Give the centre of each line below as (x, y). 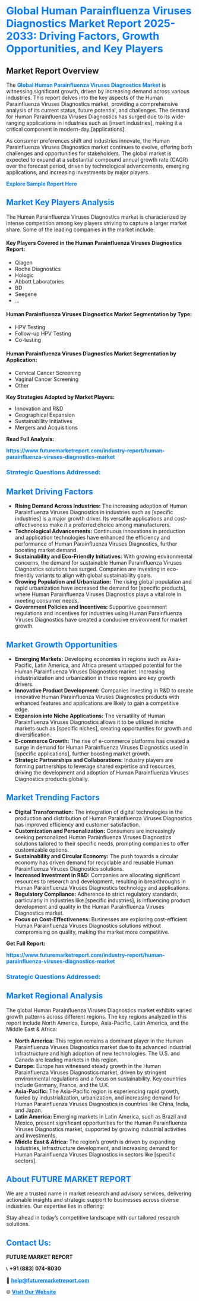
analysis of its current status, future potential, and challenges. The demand (98, 110)
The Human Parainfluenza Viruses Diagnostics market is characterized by (97, 217)
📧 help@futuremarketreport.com (48, 1280)
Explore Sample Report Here (42, 184)
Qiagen (23, 263)
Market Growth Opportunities (62, 645)
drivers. (24, 684)
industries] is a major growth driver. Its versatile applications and (94, 519)
